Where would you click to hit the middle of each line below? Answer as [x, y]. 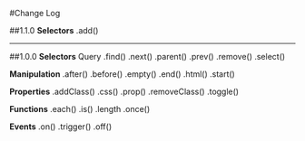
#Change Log [35, 13]
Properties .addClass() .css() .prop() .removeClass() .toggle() [124, 91]
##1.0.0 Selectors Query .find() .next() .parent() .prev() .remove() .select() [148, 56]
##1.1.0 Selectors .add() [54, 30]
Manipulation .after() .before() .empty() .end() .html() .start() [123, 74]
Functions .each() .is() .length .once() [80, 109]
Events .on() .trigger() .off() [60, 127]
